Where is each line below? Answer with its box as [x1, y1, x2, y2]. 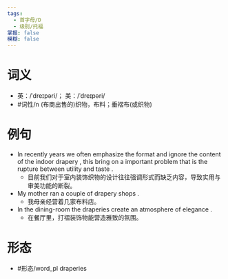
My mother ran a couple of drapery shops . [17, 189, 140, 197]
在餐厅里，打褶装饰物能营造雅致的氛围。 [27, 214, 143, 221]
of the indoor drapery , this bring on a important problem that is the [17, 158, 208, 165]
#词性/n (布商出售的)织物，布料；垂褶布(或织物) [17, 101, 153, 109]
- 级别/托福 [13, 23, 43, 30]
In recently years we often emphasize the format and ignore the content [17, 150, 222, 158]
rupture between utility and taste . [17, 165, 114, 173]
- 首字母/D [13, 17, 41, 23]
